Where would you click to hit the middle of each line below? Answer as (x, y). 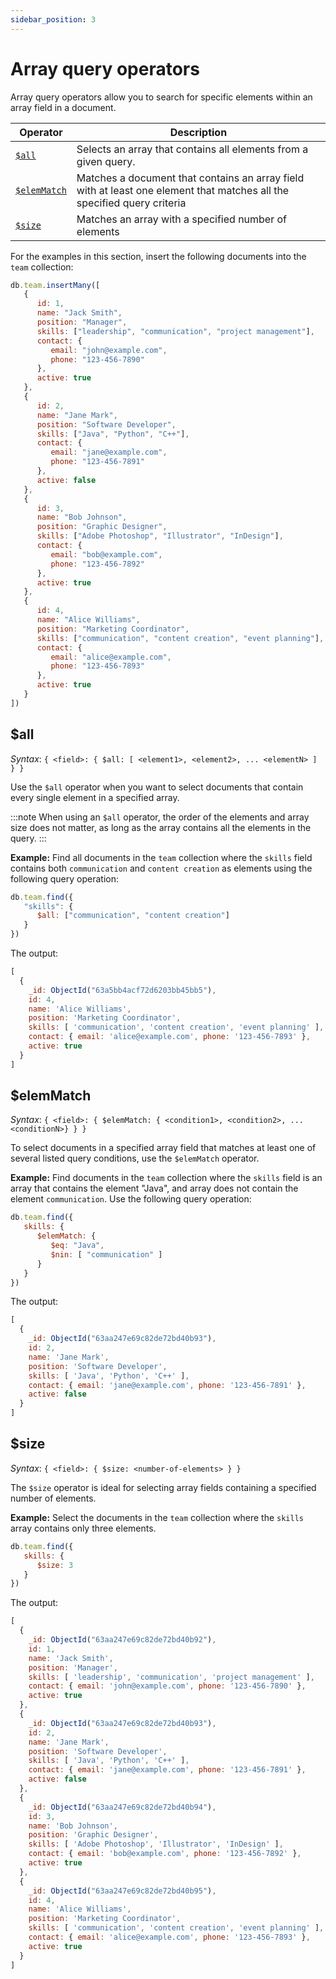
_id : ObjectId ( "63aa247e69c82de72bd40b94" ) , (122, 1807)
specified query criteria (131, 203)
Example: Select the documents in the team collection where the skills (157, 1517)
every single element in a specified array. (95, 797)
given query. (106, 161)
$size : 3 (55, 1565)
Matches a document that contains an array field (190, 178)
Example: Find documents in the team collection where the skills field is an (166, 1178)
